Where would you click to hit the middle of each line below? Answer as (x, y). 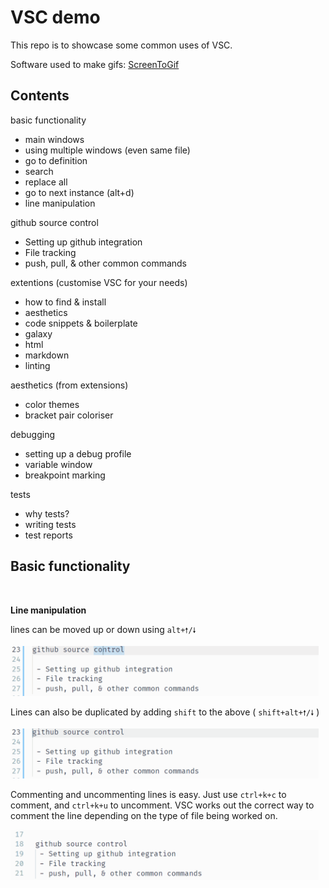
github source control (54, 222)
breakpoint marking (65, 475)
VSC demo (55, 17)
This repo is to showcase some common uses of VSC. (121, 45)
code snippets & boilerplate (81, 323)
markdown (47, 355)
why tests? (47, 513)
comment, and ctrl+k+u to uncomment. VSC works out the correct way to (162, 805)
